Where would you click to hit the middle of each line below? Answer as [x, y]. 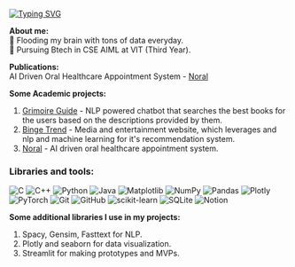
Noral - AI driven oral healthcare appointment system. [120, 148]
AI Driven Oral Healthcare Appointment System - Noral [109, 76]
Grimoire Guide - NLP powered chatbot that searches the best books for [154, 110]
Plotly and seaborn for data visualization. [97, 244]
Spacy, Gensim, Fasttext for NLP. [82, 234]
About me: [29, 31]
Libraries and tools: [52, 171]
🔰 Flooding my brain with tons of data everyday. [97, 40]
